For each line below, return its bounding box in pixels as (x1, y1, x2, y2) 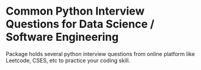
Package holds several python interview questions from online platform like (5, 50, 195, 57)
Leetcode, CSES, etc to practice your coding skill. (5, 57, 131, 64)
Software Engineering (5, 30, 119, 44)
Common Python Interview (5, 4, 145, 18)
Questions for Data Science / (5, 17, 155, 31)
